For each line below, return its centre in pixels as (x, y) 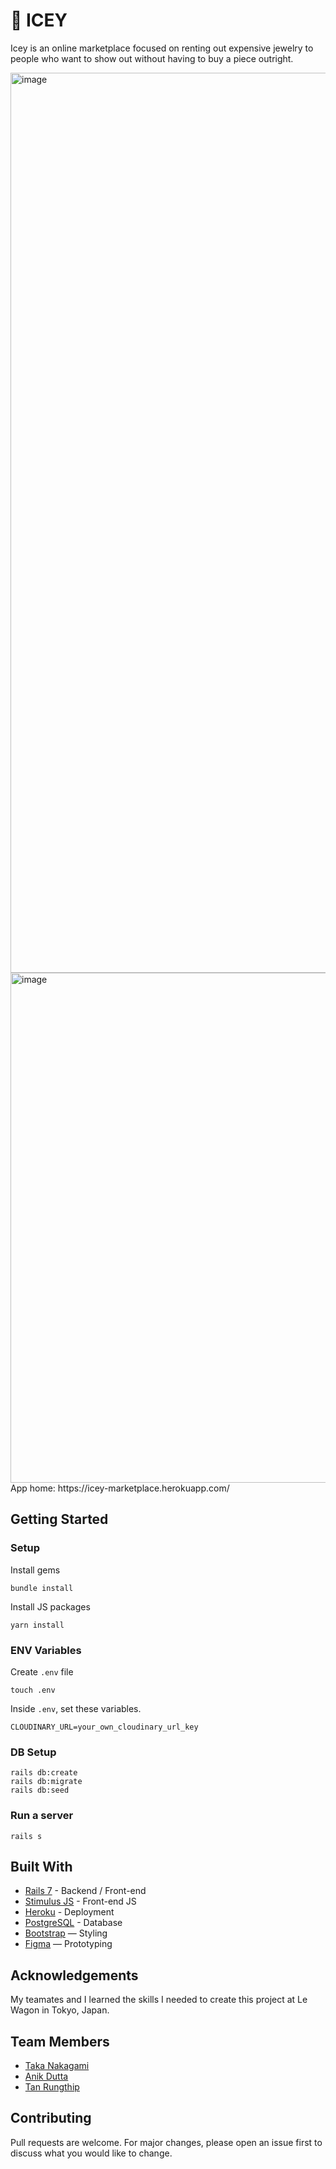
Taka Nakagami (57, 2065)
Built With (41, 1866)
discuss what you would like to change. (91, 2153)
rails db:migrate (46, 1782)
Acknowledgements (74, 1975)
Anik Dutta (46, 2076)
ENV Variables (46, 1650)
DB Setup (33, 1752)
